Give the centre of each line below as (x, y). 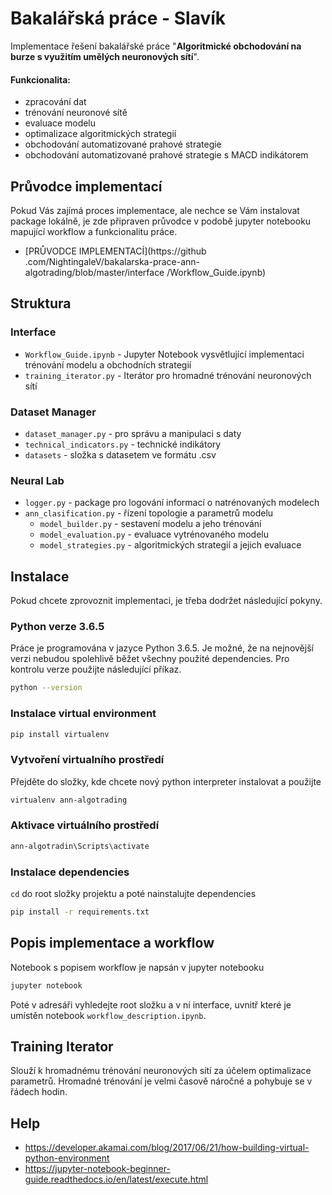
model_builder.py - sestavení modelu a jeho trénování (150, 524)
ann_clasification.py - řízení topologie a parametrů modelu (149, 513)
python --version (46, 688)
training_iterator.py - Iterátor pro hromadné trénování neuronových (168, 375)
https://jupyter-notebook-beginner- (97, 1169)
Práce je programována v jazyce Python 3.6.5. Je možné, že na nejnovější (162, 648)
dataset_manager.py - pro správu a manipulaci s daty (133, 433)
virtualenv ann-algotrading (69, 800)
